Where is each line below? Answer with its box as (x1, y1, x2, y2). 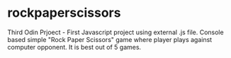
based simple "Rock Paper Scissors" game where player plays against (7, 35, 213, 43)
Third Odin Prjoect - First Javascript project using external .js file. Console (7, 28, 225, 36)
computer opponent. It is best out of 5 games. (7, 43, 142, 51)
